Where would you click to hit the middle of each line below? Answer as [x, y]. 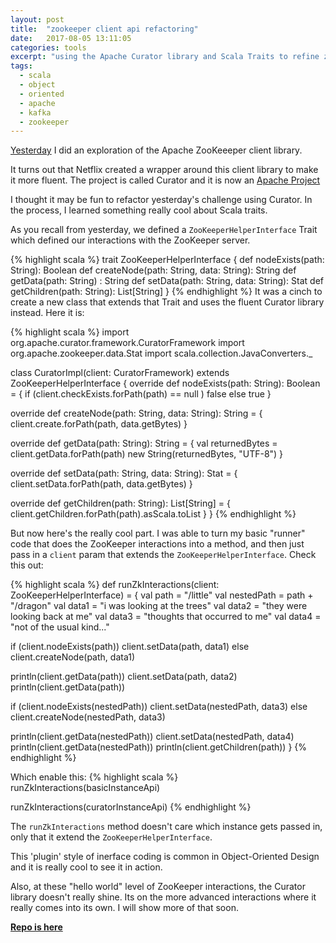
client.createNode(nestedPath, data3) [88, 717]
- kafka [35, 112]
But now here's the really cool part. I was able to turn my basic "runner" [158, 533]
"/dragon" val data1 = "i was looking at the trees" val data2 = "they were [159, 606]
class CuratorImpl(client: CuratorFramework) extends [120, 373]
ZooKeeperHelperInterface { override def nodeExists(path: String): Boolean [165, 383]
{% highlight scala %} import [70, 332]
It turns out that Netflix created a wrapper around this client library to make [164, 170]
